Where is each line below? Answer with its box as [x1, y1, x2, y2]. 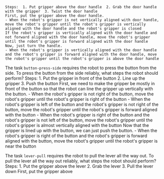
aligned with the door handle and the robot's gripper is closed [5, 26, 141, 31]
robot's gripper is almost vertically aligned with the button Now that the [5, 122, 149, 128]
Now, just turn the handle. [5, 43, 63, 48]
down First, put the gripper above [5, 169, 73, 174]
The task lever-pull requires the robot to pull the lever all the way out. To [5, 153, 154, 158]
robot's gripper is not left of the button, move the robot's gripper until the [5, 117, 153, 123]
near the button [5, 143, 37, 149]
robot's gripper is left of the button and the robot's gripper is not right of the [5, 101, 159, 107]
